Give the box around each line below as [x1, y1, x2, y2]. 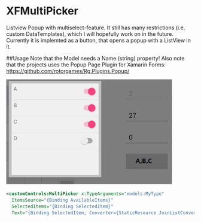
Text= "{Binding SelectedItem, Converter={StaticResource [11, 209, 157, 216]
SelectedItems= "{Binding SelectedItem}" [11, 203, 114, 209]
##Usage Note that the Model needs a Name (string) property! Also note [6, 54, 185, 62]
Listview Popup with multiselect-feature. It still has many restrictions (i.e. [6, 24, 185, 31]
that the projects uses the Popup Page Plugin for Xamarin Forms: [6, 61, 166, 68]
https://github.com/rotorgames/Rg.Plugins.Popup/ [6, 67, 130, 74]
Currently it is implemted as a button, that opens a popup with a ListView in [6, 37, 191, 44]
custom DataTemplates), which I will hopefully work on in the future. [6, 30, 174, 37]
